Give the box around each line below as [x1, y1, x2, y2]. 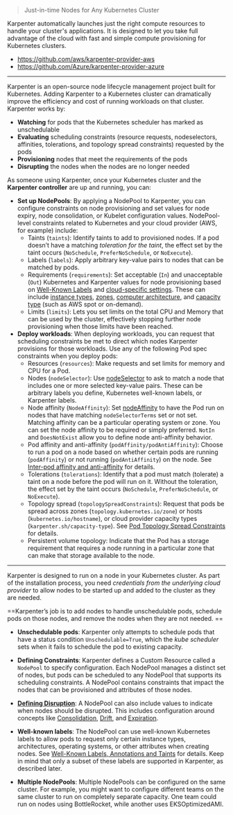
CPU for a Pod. [27, 366, 71, 375]
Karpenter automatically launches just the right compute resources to [7, 19, 206, 27]
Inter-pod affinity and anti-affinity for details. [27, 462, 155, 471]
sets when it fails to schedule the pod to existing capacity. [17, 643, 184, 651]
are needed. [7, 594, 42, 602]
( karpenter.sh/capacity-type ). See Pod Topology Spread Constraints [27, 522, 226, 530]
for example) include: [17, 226, 78, 234]
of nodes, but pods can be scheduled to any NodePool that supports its [17, 671, 222, 679]
